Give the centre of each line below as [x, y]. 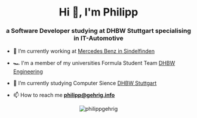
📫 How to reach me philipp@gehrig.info [64, 95]
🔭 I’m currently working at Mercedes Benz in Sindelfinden [84, 51]
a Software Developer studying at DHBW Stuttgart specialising [98, 31]
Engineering [28, 72]
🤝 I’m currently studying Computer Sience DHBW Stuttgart [85, 83]
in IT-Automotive [98, 38]
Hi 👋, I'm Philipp [98, 12]
